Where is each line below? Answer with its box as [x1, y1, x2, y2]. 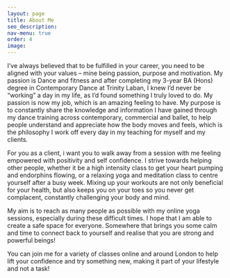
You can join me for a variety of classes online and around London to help [7, 250, 219, 258]
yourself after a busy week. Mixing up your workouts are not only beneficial [7, 179, 224, 186]
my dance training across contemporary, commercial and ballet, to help [7, 113, 212, 122]
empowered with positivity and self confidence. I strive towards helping [7, 156, 212, 164]
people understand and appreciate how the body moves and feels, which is [7, 121, 223, 129]
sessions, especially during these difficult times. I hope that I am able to [7, 214, 213, 222]
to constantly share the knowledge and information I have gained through [7, 106, 217, 114]
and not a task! [7, 265, 50, 272]
